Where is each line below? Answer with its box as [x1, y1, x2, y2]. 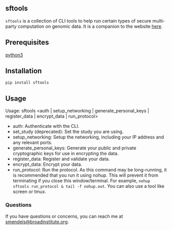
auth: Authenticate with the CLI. [12, 123, 80, 129]
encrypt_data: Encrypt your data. [12, 161, 82, 167]
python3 [5, 51, 23, 58]
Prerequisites [5, 38, 49, 47]
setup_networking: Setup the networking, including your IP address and [12, 134, 164, 140]
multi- [152, 17, 165, 24]
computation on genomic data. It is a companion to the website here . [17, 23, 163, 29]
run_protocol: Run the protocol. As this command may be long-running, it [12, 167, 167, 173]
